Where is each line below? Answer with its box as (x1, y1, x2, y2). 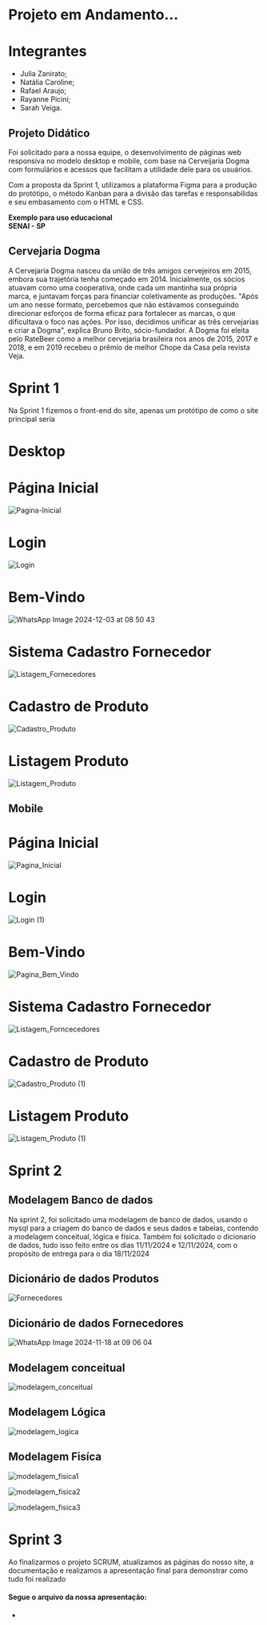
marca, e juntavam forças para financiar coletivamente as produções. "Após (8, 291, 259, 301)
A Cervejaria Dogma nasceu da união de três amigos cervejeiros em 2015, (8, 265, 252, 275)
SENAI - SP (8, 221, 46, 230)
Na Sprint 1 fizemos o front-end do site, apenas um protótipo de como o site (8, 405, 259, 415)
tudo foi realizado (8, 1574, 66, 1583)
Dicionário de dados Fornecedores (8, 1316, 184, 1330)
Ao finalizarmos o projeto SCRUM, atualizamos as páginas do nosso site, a (8, 1557, 254, 1566)
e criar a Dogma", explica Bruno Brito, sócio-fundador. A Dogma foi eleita (8, 325, 249, 334)
